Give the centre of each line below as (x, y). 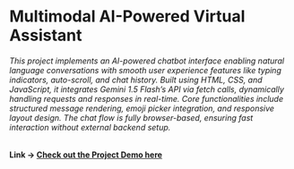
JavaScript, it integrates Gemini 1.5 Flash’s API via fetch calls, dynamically (147, 89)
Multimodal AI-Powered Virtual (127, 17)
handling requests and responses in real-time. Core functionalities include (147, 98)
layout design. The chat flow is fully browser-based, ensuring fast (131, 117)
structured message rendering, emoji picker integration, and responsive (142, 108)
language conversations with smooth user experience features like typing (146, 70)
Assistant (46, 35)
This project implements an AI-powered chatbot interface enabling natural (147, 61)
